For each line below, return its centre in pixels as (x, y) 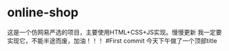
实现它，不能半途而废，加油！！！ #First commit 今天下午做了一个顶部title (112, 40)
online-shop (43, 13)
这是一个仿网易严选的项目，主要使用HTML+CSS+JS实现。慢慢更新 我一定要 (114, 32)
